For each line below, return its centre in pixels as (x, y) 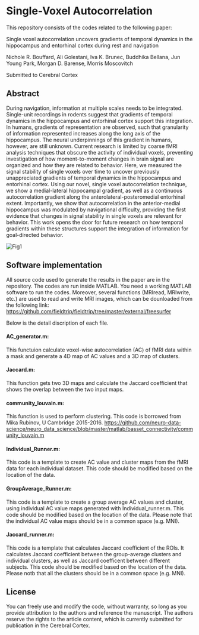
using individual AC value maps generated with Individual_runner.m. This (95, 508)
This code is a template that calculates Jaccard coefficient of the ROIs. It (95, 548)
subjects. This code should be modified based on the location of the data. (97, 567)
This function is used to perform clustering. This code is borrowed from (94, 417)
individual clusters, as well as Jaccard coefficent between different (88, 560)
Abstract (23, 94)
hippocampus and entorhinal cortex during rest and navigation (83, 45)
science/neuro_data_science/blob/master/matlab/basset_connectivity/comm (99, 429)
